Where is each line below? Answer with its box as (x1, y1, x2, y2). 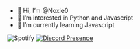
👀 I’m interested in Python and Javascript (16, 14, 134, 22)
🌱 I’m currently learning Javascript (16, 21, 115, 29)
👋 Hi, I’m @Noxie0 (16, 7, 69, 14)
